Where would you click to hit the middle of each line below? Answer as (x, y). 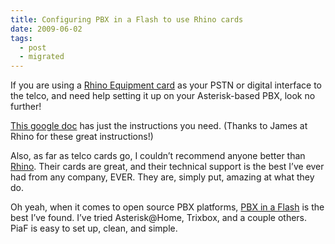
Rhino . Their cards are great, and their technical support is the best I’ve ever (167, 167)
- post (33, 47)
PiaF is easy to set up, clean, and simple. (94, 228)
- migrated (42, 57)
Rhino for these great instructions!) (82, 137)
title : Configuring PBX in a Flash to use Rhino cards (127, 19)
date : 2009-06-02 (46, 29)
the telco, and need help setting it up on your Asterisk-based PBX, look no (163, 96)
